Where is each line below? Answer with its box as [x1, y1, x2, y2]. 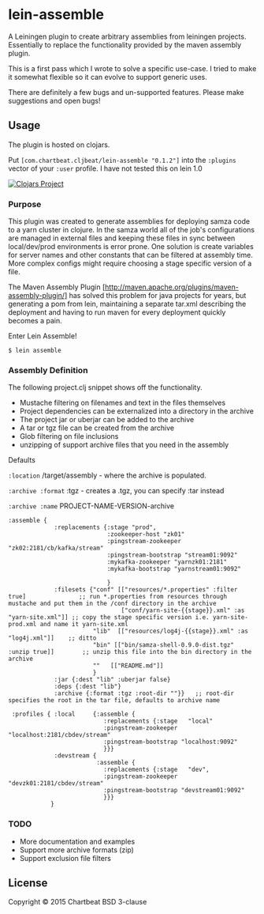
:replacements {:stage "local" [103, 717, 214, 725]
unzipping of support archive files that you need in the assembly [19, 440, 229, 450]
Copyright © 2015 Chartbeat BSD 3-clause [8, 897, 147, 907]
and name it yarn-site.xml [39, 621, 128, 629]
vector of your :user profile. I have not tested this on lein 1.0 [8, 164, 203, 173]
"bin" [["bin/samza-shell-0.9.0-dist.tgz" [92, 641, 235, 649]
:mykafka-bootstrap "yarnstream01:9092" [106, 565, 242, 573]
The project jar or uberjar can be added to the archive [19, 415, 195, 425]
